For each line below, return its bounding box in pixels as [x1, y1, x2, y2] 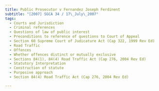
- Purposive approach [9, 70, 53, 75]
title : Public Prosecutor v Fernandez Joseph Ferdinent [5, 7, 120, 12]
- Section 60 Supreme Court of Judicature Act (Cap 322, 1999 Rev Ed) [9, 39, 155, 44]
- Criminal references [9, 25, 55, 30]
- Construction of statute [9, 66, 64, 71]
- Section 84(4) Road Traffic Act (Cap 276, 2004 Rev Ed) [9, 75, 129, 79]
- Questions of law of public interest [9, 30, 90, 34]
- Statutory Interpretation [9, 61, 66, 66]
